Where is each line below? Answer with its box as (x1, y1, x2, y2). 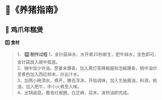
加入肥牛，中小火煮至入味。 (25, 84, 82, 89)
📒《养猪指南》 (5, 4, 63, 16)
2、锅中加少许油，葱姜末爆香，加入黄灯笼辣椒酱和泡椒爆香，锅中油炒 (17, 65, 158, 71)
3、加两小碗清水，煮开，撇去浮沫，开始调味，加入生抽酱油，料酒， (17, 77, 153, 83)
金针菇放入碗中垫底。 (17, 59, 60, 65)
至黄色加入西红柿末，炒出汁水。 (17, 72, 82, 77)
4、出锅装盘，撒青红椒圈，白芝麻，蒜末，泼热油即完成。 (17, 90, 132, 96)
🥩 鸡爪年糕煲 (5, 25, 43, 34)
